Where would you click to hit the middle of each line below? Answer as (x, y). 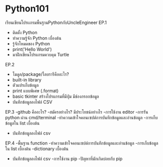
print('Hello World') (32, 49)
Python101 (27, 9)
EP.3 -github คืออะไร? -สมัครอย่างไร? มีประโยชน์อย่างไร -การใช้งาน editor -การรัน (77, 112)
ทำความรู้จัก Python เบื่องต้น (37, 38)
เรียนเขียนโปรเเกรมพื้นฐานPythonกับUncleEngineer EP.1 (56, 22)
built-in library (27, 80)
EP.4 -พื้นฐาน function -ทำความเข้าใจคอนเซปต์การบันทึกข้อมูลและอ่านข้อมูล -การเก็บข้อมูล (82, 143)
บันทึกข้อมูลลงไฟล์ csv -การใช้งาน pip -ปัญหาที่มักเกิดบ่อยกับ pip (67, 159)
